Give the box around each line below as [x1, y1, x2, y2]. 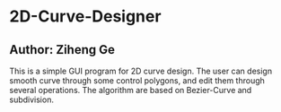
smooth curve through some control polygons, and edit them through [9, 75, 265, 86]
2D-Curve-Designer [9, 6, 162, 27]
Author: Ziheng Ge [9, 42, 115, 57]
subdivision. [9, 94, 54, 105]
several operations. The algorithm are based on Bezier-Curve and [9, 85, 252, 95]
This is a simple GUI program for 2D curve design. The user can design [9, 65, 272, 76]
